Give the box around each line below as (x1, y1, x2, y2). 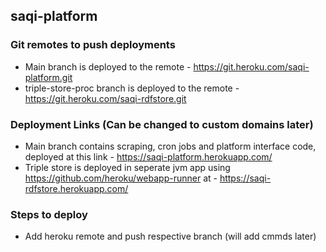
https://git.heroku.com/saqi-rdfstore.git (24, 92, 187, 104)
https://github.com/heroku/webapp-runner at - (24, 172, 218, 184)
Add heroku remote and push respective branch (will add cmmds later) (24, 230, 317, 243)
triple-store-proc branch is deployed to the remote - (24, 82, 240, 94)
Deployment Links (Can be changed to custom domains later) (10, 117, 314, 131)
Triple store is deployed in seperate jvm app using (24, 161, 231, 173)
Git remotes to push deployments (10, 38, 176, 52)
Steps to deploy (10, 207, 88, 221)
